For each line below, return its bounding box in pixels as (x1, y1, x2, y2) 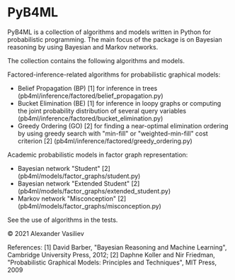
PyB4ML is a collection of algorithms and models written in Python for (7, 28, 211, 36)
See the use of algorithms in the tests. (7, 215, 118, 224)
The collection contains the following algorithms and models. (7, 56, 185, 65)
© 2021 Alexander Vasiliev (7, 229, 85, 237)
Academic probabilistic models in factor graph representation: (7, 150, 188, 159)
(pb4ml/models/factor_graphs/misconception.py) (17, 201, 161, 210)
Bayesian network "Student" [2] (17, 164, 111, 172)
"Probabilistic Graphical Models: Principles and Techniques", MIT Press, (7, 258, 217, 267)
